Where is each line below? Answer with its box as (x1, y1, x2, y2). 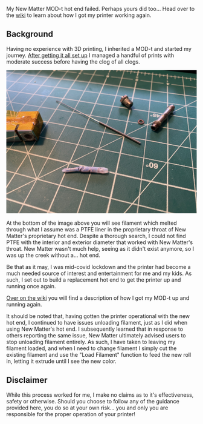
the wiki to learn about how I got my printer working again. (6, 12, 152, 19)
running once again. (6, 282, 56, 290)
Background (6, 29, 53, 39)
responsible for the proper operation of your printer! (6, 410, 136, 417)
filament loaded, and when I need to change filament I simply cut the (6, 345, 177, 352)
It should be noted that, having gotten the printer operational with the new (6, 312, 190, 320)
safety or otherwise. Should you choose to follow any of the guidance (6, 397, 179, 405)
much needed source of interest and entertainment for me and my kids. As (6, 270, 192, 277)
